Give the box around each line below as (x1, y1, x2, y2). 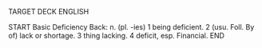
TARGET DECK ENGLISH (8, 7, 89, 16)
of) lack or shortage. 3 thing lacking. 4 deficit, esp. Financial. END (8, 31, 225, 40)
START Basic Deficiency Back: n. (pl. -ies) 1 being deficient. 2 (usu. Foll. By (8, 22, 255, 31)
